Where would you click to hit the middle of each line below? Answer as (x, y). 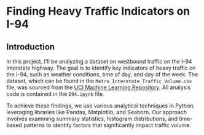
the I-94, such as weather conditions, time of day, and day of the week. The (102, 74)
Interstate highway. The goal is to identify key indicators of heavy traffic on (101, 68)
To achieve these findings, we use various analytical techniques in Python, (101, 106)
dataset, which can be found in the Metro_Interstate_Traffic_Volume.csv (99, 81)
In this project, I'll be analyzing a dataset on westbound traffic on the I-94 (99, 61)
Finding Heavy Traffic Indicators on (98, 11)
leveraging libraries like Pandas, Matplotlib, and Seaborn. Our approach (97, 112)
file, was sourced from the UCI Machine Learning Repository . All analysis (99, 87)
